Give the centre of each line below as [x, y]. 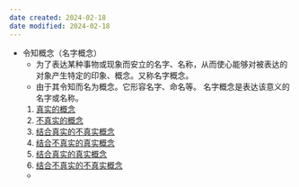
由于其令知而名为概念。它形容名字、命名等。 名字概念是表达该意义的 [163, 86]
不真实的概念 [59, 120]
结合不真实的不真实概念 [79, 165]
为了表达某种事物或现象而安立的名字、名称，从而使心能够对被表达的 [162, 64]
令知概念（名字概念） [62, 53]
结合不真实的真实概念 [75, 142]
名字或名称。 [59, 98]
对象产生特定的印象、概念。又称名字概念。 [114, 75]
